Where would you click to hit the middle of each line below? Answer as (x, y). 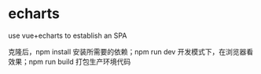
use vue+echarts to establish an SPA (68, 35)
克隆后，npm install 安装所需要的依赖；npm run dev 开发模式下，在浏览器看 (131, 51)
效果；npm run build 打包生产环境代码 (70, 61)
